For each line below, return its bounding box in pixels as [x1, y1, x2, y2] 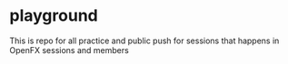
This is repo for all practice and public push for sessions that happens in [9, 35, 280, 46]
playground [9, 5, 98, 26]
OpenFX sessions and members [9, 44, 129, 55]
